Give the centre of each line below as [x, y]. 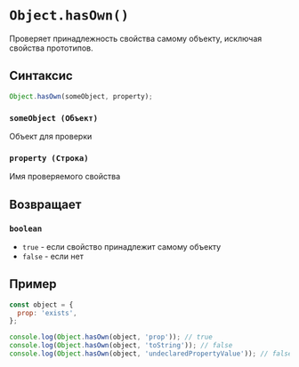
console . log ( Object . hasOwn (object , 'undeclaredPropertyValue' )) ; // [139, 354]
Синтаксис [41, 76]
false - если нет [53, 256]
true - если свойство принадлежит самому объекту [121, 246]
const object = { [41, 305]
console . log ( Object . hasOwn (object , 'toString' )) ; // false [121, 346]
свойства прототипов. [51, 48]
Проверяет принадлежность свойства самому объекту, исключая [136, 38]
